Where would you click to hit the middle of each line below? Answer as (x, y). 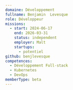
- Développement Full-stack (39, 65)
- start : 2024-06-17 (31, 28)
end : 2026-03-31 (31, 33)
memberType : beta (23, 79)
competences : (19, 61)
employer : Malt (30, 42)
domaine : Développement (30, 10)
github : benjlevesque (28, 56)
